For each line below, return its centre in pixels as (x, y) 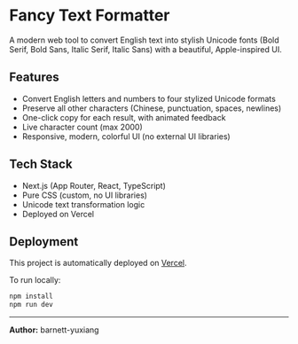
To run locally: (35, 280)
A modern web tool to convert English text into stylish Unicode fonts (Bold (144, 40)
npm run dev (31, 305)
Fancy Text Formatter (90, 16)
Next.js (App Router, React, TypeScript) (94, 185)
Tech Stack (41, 164)
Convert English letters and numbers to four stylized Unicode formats (149, 98)
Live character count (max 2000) (82, 127)
